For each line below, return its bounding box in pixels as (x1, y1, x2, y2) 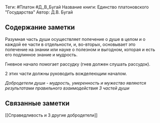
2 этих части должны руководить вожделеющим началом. (5, 70, 128, 76)
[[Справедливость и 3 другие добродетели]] (5, 112, 98, 118)
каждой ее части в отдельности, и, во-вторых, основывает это (5, 41, 136, 47)
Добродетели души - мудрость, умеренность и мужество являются (5, 80, 146, 86)
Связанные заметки (5, 99, 70, 107)
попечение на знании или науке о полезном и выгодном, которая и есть (5, 46, 155, 53)
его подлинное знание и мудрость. (5, 52, 78, 57)
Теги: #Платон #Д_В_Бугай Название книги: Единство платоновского (5, 4, 149, 10)
